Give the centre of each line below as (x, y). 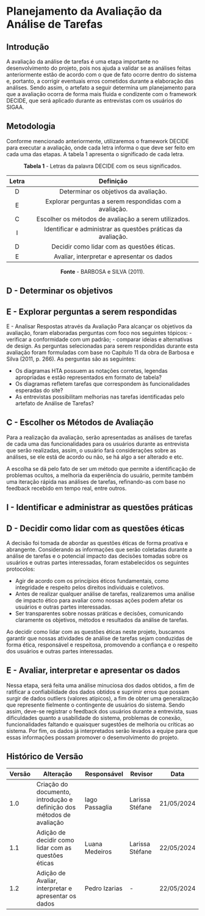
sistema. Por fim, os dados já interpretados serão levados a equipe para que (102, 730)
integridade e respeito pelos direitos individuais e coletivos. (90, 588)
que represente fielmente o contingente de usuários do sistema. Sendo (95, 705)
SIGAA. (15, 107)
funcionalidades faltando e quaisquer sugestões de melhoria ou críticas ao (100, 724)
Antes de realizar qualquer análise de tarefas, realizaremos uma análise (105, 594)
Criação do (52, 784)
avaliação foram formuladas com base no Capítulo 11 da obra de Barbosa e (100, 353)
